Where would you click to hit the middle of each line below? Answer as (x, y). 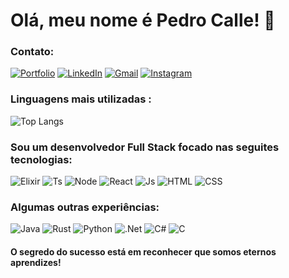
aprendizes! (36, 262)
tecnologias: (41, 159)
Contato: (32, 52)
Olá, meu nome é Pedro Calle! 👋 (143, 20)
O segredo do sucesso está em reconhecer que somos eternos (143, 251)
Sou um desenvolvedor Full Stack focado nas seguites (145, 147)
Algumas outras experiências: (85, 207)
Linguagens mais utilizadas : (81, 99)
